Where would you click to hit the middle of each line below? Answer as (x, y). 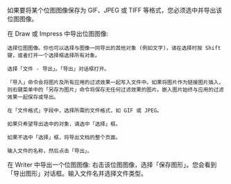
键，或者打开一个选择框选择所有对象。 (54, 56)
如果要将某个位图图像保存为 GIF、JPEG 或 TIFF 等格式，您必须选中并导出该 (115, 10)
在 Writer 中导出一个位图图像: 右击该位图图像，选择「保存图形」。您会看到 (112, 165)
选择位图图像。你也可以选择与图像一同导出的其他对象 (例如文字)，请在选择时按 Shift (114, 48)
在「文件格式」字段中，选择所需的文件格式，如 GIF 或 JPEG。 (85, 110)
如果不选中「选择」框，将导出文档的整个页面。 (64, 137)
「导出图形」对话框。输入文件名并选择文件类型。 (77, 173)
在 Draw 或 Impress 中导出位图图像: (58, 34)
